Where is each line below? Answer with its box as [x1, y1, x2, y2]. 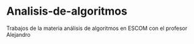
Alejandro [6, 31, 31, 38]
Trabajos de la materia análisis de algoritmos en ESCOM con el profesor [6, 24, 188, 32]
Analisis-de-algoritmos [6, 4, 127, 18]
